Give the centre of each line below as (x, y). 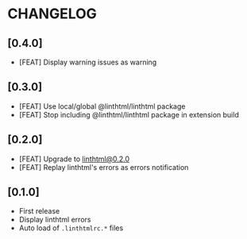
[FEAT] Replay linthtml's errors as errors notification (104, 167)
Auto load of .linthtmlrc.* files (71, 228)
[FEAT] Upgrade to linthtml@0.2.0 (74, 159)
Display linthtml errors (55, 220)
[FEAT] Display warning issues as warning (88, 62)
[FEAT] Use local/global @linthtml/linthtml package (102, 106)
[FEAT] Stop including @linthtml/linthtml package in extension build (129, 114)
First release (39, 211)
